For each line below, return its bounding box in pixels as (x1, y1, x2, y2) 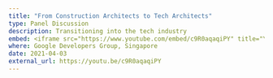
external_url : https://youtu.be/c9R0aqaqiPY (8, 58, 162, 66)
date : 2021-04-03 (8, 50, 67, 58)
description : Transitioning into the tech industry (8, 27, 187, 35)
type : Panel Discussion (8, 19, 89, 28)
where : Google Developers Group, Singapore (8, 42, 158, 50)
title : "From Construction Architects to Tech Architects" (8, 11, 213, 20)
